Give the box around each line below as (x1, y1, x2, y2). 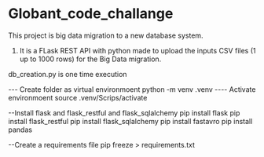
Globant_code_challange (8, 5, 174, 23)
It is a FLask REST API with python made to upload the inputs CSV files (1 (19, 46, 256, 55)
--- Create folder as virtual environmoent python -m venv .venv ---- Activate (8, 84, 256, 94)
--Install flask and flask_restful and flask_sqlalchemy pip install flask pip (8, 108, 240, 118)
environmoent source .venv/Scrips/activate (8, 93, 148, 102)
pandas (8, 125, 33, 134)
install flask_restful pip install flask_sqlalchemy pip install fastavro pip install (8, 116, 253, 126)
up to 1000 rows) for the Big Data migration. (19, 54, 162, 64)
